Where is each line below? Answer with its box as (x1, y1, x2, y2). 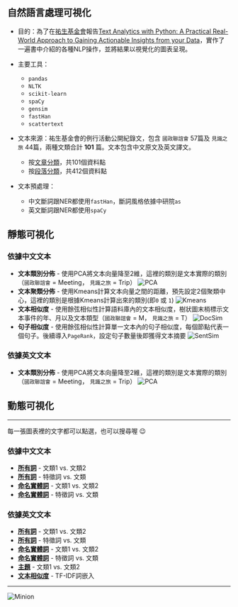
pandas (28, 75, 48, 82)
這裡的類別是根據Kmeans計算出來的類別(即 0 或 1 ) (30, 295, 174, 304)
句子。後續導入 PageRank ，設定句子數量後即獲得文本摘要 (23, 331, 186, 339)
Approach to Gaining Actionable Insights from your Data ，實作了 (36, 35, 225, 44)
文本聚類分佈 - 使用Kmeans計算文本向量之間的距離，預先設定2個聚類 (17, 287, 220, 295)
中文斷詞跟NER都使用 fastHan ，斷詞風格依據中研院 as (28, 197, 182, 205)
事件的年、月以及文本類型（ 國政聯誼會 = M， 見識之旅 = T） (23, 313, 191, 322)
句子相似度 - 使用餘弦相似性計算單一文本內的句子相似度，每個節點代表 (17, 322, 223, 331)
